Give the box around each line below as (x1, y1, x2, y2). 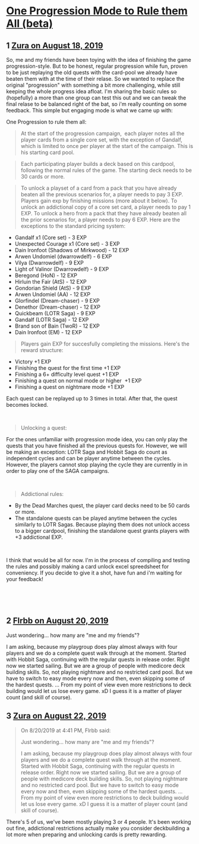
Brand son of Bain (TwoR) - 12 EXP (14, 322, 100, 330)
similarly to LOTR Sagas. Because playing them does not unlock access (14, 521, 190, 528)
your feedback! (6, 576, 43, 582)
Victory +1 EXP (14, 358, 52, 365)
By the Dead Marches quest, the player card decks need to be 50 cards (14, 502, 190, 509)
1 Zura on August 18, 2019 (6, 40, 103, 51)
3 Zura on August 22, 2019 (6, 711, 107, 721)
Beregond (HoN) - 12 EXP (14, 272, 78, 279)
